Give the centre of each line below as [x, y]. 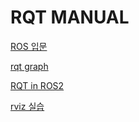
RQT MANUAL [70, 17]
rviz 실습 [27, 106]
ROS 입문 [29, 46]
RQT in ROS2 [37, 85]
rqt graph [29, 66]
